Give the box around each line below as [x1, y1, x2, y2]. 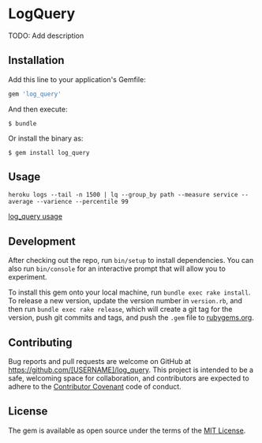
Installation [8, 54, 65, 67]
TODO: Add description [8, 31, 84, 40]
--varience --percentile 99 [36, 198, 129, 206]
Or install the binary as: [8, 133, 84, 143]
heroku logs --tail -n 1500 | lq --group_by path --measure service [8, 191, 238, 199]
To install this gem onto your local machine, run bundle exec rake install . [8, 287, 251, 297]
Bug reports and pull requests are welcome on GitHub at [8, 357, 192, 366]
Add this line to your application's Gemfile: [8, 74, 146, 84]
